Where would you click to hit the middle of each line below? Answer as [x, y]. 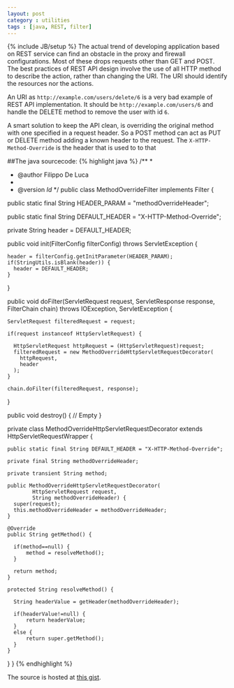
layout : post [26, 14]
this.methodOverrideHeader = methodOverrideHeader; [90, 511]
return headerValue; [56, 620]
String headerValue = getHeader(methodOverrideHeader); [96, 602]
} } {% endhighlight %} [40, 664]
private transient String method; [58, 474]
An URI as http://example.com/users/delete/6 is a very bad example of [110, 97]
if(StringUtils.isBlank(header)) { [59, 263]
